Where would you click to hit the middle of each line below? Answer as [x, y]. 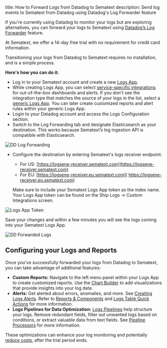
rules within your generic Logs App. [49, 109]
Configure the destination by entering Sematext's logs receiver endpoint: [87, 155]
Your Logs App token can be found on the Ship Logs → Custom [77, 195]
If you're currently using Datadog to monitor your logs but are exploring [79, 22]
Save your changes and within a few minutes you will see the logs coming [81, 220]
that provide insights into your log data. [53, 288]
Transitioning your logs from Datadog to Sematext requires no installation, [81, 57]
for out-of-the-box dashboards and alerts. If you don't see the [76, 93]
